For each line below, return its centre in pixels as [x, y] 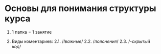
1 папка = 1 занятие [32, 32]
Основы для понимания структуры [80, 8]
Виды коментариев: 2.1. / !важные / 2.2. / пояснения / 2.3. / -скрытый [81, 41]
